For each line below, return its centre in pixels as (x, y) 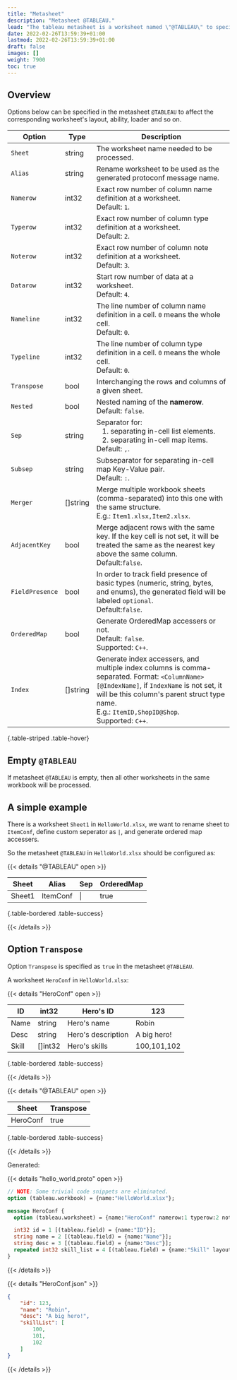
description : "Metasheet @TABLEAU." (61, 20)
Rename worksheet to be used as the (158, 169)
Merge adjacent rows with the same (156, 528)
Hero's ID (98, 1011)
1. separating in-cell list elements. (159, 432)
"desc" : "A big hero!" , (55, 1316)
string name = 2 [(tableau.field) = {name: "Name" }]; (93, 1237)
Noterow (24, 256)
